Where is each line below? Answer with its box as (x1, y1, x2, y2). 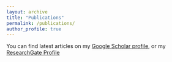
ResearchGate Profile (6, 49, 60, 57)
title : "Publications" (6, 15, 64, 21)
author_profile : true (6, 26, 62, 32)
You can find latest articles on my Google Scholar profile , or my (6, 43, 166, 50)
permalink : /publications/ (6, 20, 75, 26)
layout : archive (6, 9, 48, 15)
